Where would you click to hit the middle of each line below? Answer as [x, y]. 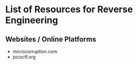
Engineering [32, 20]
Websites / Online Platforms [51, 39]
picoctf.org [24, 57]
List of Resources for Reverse [69, 9]
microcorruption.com [35, 51]
